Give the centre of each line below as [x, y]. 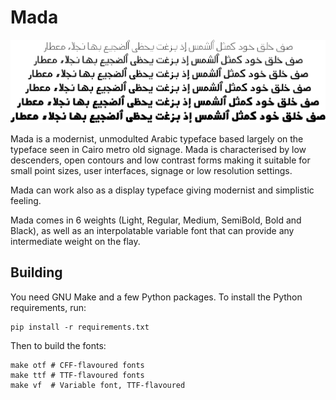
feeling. [26, 200]
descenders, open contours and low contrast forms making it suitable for [160, 160]
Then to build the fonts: [58, 345]
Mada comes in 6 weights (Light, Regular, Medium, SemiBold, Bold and [156, 220]
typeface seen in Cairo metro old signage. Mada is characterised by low [158, 149]
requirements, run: [48, 307]
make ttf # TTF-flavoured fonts [77, 375]
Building [36, 272]
